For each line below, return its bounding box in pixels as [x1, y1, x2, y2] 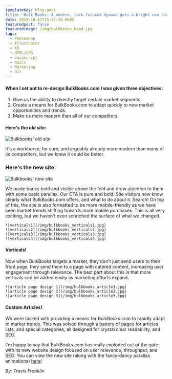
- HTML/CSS [10, 50, 33, 55]
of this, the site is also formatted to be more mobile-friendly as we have [5, 202, 156, 208]
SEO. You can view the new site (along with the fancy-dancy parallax [5, 352, 150, 359]
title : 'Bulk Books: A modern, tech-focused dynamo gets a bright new [5, 12, 159, 17]
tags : [5, 31, 17, 36]
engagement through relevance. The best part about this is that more [5, 269, 151, 275]
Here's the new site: [5, 164, 56, 171]
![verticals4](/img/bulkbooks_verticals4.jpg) [5, 236, 106, 241]
